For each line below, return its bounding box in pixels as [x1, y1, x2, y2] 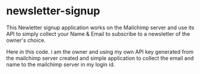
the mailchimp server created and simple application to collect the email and [6, 54, 194, 61]
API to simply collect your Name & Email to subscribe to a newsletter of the [6, 30, 190, 37]
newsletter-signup [6, 4, 100, 18]
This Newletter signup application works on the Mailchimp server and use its [6, 24, 195, 31]
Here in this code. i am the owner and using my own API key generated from [6, 48, 194, 55]
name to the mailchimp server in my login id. [6, 61, 115, 68]
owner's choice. [6, 36, 46, 44]
